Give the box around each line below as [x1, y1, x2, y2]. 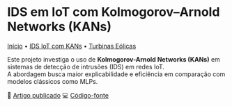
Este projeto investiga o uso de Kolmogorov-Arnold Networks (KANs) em [7, 55, 221, 63]
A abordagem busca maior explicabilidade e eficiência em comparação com [7, 70, 226, 78]
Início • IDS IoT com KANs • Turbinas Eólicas [7, 42, 137, 50]
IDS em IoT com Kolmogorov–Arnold [7, 4, 220, 20]
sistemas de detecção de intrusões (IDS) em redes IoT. [7, 62, 165, 71]
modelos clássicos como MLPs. [7, 77, 98, 85]
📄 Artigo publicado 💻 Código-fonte [7, 91, 109, 99]
